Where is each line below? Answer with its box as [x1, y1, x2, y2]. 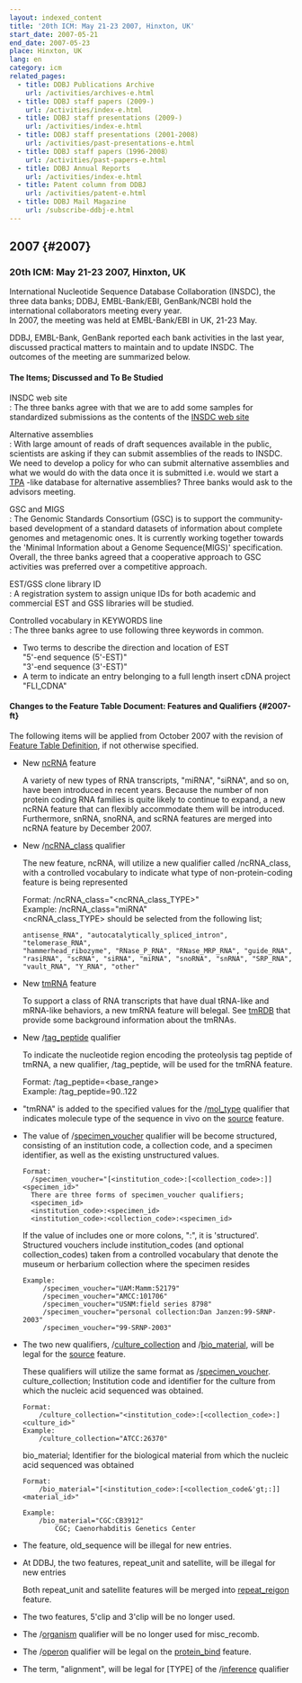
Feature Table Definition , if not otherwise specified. [9, 740, 200, 751]
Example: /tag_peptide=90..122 [22, 1085, 138, 1096]
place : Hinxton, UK [9, 47, 83, 56]
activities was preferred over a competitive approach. [9, 561, 208, 571]
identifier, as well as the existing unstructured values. [22, 1149, 220, 1160]
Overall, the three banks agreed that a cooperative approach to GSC [9, 551, 262, 562]
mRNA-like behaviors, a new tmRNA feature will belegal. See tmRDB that [22, 1004, 291, 1015]
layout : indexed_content [9, 13, 102, 22]
